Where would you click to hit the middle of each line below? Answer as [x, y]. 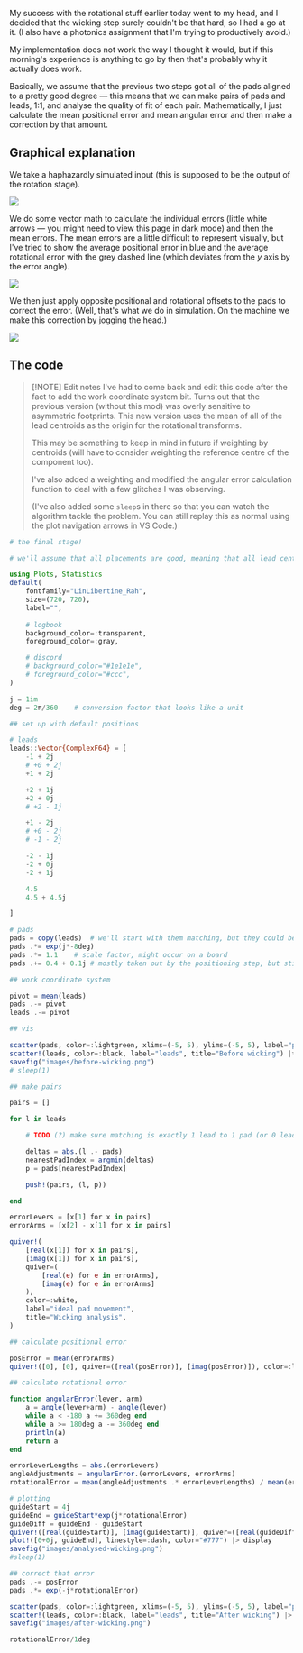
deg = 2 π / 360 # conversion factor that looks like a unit [127, 708]
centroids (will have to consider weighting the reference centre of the [160, 452]
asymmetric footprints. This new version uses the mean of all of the [156, 416]
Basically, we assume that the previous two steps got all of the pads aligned [150, 86]
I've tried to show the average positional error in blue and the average [139, 247]
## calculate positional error [68, 1342]
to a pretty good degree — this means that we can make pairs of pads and [147, 96]
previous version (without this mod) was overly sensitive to [141, 406]
